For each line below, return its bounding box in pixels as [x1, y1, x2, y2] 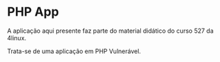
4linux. [7, 33, 27, 42]
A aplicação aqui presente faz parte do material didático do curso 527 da [7, 27, 214, 35]
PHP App [7, 4, 60, 20]
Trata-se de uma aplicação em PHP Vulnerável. [7, 47, 141, 55]
